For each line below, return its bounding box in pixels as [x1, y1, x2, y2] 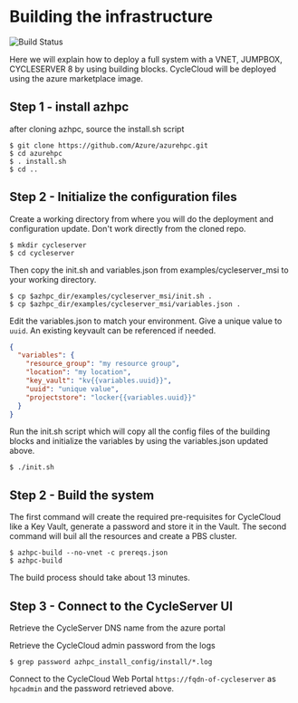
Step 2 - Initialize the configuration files [9, 189, 237, 205]
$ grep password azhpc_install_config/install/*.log [9, 658, 213, 667]
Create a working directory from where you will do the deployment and [9, 213, 274, 224]
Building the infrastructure [9, 6, 213, 27]
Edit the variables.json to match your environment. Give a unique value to [9, 315, 283, 326]
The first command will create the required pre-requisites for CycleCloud [9, 512, 282, 523]
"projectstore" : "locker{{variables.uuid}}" [25, 392, 197, 402]
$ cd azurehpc [9, 149, 63, 158]
